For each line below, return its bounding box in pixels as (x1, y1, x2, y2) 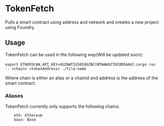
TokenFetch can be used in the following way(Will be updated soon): (5, 51, 143, 57)
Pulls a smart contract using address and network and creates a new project (5, 19, 159, 25)
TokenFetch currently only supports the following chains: (5, 103, 120, 109)
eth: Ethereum (14, 113, 43, 118)
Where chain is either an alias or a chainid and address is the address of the (5, 75, 158, 81)
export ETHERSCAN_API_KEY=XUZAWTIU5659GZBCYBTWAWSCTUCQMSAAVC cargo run (5, 62, 156, 67)
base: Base (14, 117, 36, 123)
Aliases (5, 92, 23, 99)
